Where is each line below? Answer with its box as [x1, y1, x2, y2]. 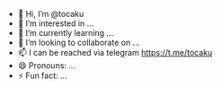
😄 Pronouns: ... [17, 60, 76, 71]
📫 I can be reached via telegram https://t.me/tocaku [17, 48, 213, 57]
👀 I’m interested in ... [17, 18, 94, 29]
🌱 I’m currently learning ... [17, 28, 114, 38]
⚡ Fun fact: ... [17, 70, 67, 81]
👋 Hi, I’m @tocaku [17, 9, 84, 19]
